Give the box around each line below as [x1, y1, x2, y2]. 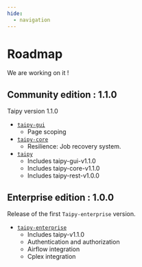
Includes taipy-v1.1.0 [27, 231, 84, 239]
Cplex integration [27, 253, 76, 261]
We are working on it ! [7, 69, 69, 77]
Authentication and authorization [27, 238, 120, 246]
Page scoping [27, 128, 67, 136]
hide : [7, 10, 23, 17]
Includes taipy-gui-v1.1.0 [27, 157, 96, 165]
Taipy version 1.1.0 [7, 107, 58, 116]
